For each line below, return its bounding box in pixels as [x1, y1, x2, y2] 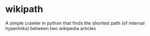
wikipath [5, 3, 44, 15]
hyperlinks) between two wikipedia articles [5, 25, 96, 31]
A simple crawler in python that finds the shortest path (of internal [5, 20, 145, 26]
